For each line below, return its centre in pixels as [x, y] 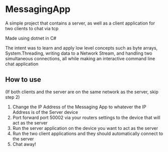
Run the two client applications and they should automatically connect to [88, 133]
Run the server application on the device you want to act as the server [85, 128]
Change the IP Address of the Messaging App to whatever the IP [79, 107]
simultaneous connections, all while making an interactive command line [80, 58]
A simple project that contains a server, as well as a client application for [80, 23]
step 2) [13, 97]
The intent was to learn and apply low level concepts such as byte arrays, [81, 48]
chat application [22, 64]
